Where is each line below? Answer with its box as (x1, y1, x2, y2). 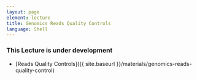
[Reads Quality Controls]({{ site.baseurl (15, 60, 115, 67)
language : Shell (6, 26, 48, 32)
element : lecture (6, 15, 51, 21)
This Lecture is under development (6, 46, 113, 55)
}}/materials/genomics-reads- (116, 60, 192, 67)
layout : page (6, 9, 40, 15)
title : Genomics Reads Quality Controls (6, 20, 112, 26)
